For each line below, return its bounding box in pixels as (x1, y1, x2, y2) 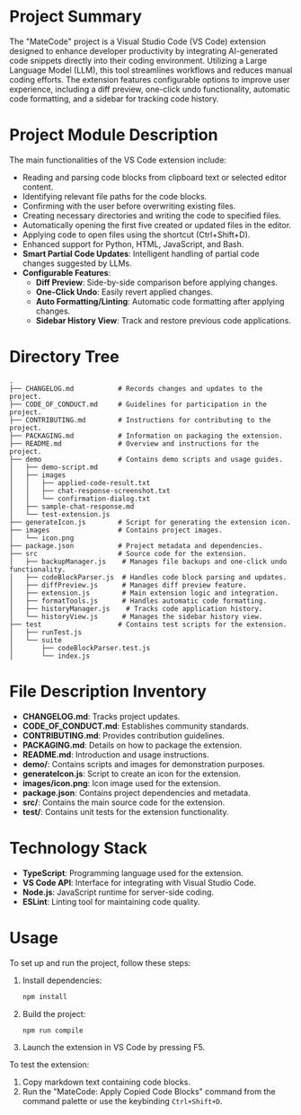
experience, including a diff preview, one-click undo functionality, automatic (9, 84, 290, 94)
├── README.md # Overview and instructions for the (9, 438, 259, 448)
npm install (22, 992, 67, 1001)
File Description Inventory (9, 681, 207, 702)
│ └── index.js (9, 651, 91, 660)
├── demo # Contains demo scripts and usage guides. (9, 455, 283, 464)
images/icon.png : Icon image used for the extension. (22, 777, 221, 788)
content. (22, 181, 54, 192)
